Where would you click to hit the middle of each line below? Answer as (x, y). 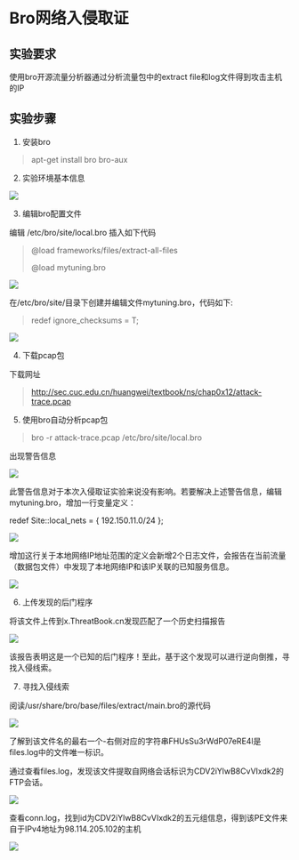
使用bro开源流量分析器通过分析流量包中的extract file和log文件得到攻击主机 (146, 77)
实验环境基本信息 (53, 178)
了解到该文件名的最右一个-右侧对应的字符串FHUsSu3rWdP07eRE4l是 (135, 741)
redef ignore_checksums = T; (85, 320)
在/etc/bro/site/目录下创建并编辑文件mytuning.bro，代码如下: (121, 302)
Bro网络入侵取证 (69, 18)
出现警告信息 (32, 455)
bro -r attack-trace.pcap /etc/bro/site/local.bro (117, 438)
